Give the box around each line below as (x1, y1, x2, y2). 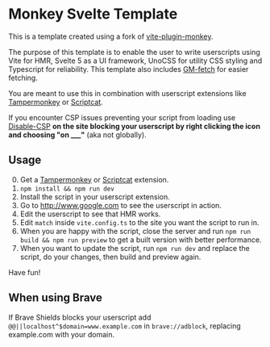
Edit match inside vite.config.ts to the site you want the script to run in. (19, 217, 260, 227)
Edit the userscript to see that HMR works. (19, 209, 161, 219)
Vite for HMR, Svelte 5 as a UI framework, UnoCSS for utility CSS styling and (8, 56, 263, 65)
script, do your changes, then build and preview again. (19, 252, 201, 261)
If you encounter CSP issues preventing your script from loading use (8, 112, 236, 122)
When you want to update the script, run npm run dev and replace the (19, 243, 250, 253)
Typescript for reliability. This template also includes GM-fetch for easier (8, 64, 249, 73)
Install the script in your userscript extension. (19, 191, 171, 202)
